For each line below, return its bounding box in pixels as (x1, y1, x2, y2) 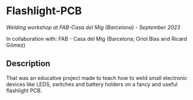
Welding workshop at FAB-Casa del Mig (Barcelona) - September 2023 (6, 24, 181, 31)
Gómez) (6, 41, 25, 49)
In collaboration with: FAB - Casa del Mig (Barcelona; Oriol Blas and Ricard (6, 35, 188, 42)
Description (6, 59, 50, 69)
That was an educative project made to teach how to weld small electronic (6, 74, 188, 81)
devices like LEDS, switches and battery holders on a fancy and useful (6, 80, 178, 88)
